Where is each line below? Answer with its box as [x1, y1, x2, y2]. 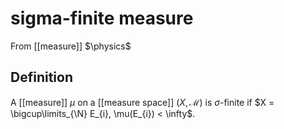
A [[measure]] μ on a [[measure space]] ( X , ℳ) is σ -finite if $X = [10, 96, 275, 108]
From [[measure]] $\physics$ [10, 40, 132, 52]
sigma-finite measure [10, 7, 194, 30]
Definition [10, 69, 73, 86]
